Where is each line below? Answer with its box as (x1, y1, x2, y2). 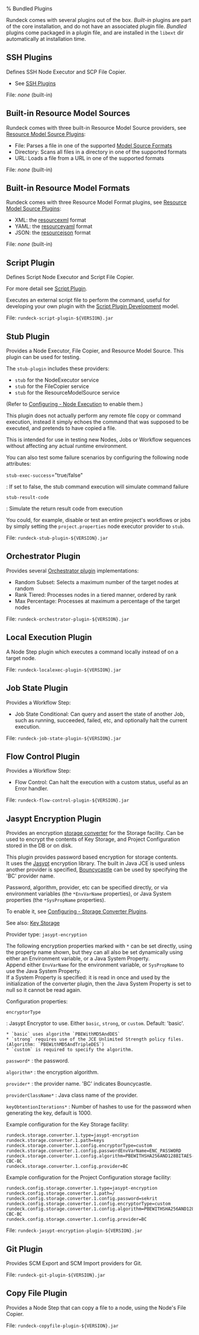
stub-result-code (6, 495, 49, 501)
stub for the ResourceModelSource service (14, 389, 120, 396)
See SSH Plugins (14, 79, 56, 87)
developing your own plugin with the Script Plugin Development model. (6, 303, 179, 310)
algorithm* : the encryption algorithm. (6, 1069, 99, 1076)
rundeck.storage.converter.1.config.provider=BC (6, 1164, 129, 1170)
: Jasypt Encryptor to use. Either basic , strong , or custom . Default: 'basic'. (6, 1020, 185, 1027)
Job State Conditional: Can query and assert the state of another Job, (14, 710, 185, 718)
